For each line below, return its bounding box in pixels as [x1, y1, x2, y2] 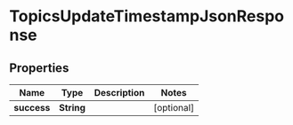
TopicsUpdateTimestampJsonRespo [9, 6, 285, 27]
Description [94, 87, 145, 98]
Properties [9, 60, 69, 75]
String [59, 102, 86, 113]
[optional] [152, 102, 194, 113]
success [13, 102, 51, 113]
